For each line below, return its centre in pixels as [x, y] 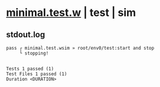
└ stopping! [34, 53]
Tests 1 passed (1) [30, 69]
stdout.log [26, 35]
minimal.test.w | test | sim [71, 13]
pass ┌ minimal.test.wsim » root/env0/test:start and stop [80, 48]
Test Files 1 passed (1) [37, 74]
